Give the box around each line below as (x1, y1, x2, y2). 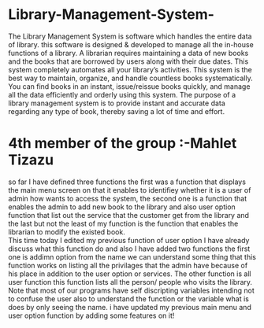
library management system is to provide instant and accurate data (8, 98, 226, 108)
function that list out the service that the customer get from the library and (8, 210, 250, 219)
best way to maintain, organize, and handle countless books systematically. (8, 73, 254, 83)
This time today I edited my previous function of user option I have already (8, 235, 250, 245)
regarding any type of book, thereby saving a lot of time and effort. (8, 106, 225, 116)
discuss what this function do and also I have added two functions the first (8, 244, 251, 253)
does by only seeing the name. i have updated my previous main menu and (8, 302, 252, 311)
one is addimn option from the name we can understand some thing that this (8, 252, 256, 261)
